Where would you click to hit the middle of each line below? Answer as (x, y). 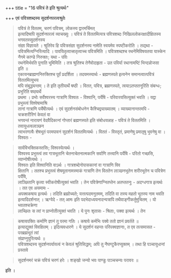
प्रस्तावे (23, 250)
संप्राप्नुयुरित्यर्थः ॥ (31, 238)
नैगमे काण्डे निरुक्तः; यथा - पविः (42, 57)
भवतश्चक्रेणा (27, 205)
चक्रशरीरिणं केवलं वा (34, 114)
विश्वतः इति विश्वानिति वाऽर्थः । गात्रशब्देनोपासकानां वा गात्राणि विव (69, 165)
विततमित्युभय (28, 80)
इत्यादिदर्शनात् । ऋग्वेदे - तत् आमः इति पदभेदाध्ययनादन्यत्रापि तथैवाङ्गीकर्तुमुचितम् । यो (87, 200)
